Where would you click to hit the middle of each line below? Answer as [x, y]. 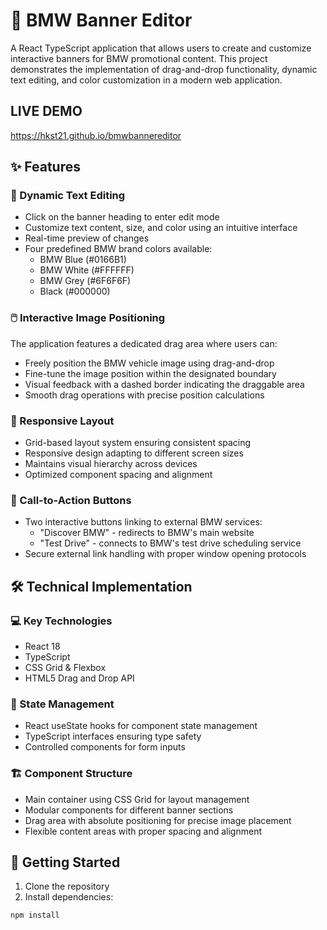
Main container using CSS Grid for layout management [137, 799]
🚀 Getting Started [65, 862]
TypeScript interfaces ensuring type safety [113, 736]
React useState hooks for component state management [141, 726]
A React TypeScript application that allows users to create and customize [161, 48]
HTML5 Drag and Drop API [79, 678]
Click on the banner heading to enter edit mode [122, 217]
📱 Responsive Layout [62, 421]
